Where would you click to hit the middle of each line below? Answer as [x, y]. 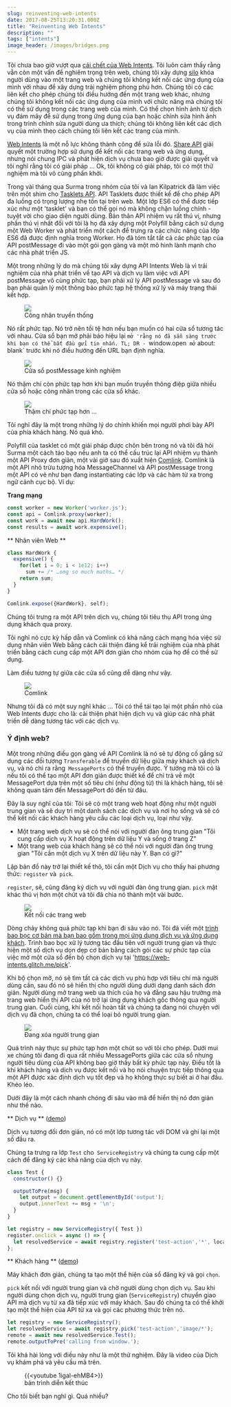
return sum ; [36, 578]
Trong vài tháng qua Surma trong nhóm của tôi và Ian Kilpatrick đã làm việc [114, 187]
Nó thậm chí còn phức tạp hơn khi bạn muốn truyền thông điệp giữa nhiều [112, 384]
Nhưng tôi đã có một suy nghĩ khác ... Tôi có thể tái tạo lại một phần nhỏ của [115, 706]
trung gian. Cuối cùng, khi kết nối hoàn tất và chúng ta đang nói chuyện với [113, 1007]
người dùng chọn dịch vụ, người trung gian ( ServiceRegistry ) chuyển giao [112, 1295]
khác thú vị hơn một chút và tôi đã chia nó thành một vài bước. [95, 894]
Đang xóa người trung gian [62, 1034]
